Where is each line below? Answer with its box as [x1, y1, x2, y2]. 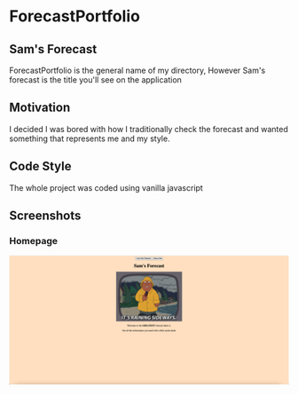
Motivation [9, 100, 71, 115]
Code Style [9, 159, 72, 174]
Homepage [9, 234, 58, 247]
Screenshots [9, 209, 82, 224]
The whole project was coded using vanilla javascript [9, 182, 204, 193]
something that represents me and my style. [9, 133, 170, 144]
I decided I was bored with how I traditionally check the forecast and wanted [9, 123, 288, 134]
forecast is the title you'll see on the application [9, 75, 182, 85]
